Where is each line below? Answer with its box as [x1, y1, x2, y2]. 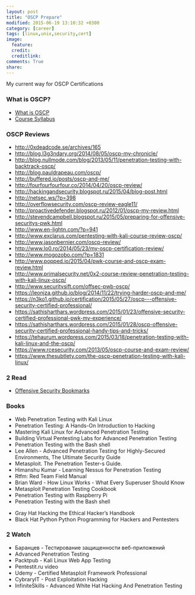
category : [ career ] [6, 25, 55, 32]
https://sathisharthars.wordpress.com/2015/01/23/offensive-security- [14, 308, 185, 315]
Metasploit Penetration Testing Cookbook [14, 485, 117, 492]
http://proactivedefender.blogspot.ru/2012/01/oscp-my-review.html [14, 207, 180, 214]
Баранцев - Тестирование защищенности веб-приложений [14, 544, 165, 551]
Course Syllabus [14, 115, 55, 122]
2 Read [6, 373, 27, 382]
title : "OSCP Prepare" [6, 14, 62, 20]
